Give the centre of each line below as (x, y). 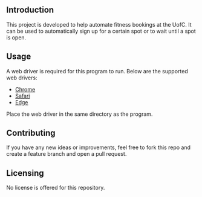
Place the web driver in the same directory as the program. (80, 114)
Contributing (31, 133)
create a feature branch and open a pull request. (67, 154)
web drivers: (22, 78)
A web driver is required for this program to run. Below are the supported (97, 71)
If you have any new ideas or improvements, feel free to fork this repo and (99, 147)
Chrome (25, 89)
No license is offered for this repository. (56, 188)
